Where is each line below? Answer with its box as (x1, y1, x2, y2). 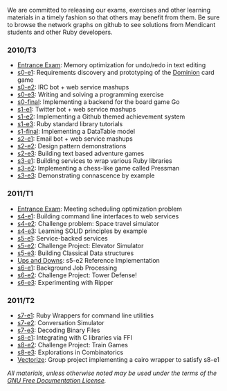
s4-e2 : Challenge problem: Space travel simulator (17, 219, 159, 227)
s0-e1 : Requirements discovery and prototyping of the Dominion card (17, 69, 215, 77)
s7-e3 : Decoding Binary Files (17, 326, 100, 334)
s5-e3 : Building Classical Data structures (17, 249, 134, 257)
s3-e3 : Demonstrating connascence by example (17, 171, 155, 180)
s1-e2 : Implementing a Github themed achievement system (17, 112, 185, 121)
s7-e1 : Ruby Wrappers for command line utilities (17, 311, 154, 320)
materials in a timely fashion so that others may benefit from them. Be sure (7, 13, 220, 21)
